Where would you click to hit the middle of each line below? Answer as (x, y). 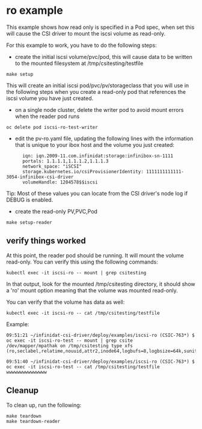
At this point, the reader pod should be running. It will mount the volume (95, 255)
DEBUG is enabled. (30, 200)
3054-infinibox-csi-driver (40, 177)
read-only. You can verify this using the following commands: (82, 262)
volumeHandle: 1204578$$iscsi (60, 182)
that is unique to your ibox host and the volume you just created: (94, 144)
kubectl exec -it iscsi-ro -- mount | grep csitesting (76, 273)
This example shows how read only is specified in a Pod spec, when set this (100, 27)
